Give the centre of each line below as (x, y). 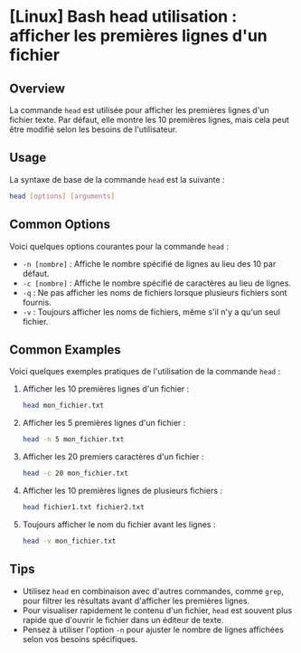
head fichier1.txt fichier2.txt (83, 507)
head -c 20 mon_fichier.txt (75, 473)
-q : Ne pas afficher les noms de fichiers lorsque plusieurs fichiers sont (155, 292)
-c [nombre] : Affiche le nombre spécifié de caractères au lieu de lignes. (157, 283)
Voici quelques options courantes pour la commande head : (119, 246)
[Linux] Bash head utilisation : (123, 17)
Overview (38, 88)
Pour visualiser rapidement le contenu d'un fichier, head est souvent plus (157, 610)
